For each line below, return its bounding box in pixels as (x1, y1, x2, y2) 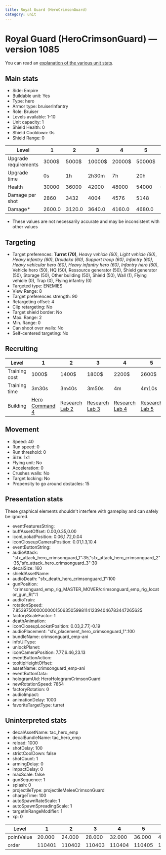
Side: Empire (12, 88, 39, 94)
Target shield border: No (12, 309, 63, 315)
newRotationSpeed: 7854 (12, 681, 64, 687)
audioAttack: (12, 549, 39, 555)
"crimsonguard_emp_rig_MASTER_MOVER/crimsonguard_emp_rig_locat (12, 586, 159, 592)
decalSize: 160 (12, 565, 42, 571)
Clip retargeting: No (12, 304, 53, 310)
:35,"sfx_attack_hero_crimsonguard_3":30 (12, 560, 98, 566)
